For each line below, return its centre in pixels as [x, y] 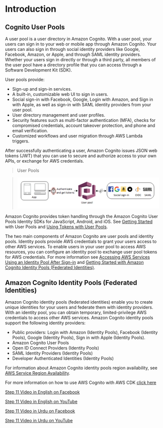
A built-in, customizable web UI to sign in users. [60, 94]
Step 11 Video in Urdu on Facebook [40, 411]
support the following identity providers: [45, 323]
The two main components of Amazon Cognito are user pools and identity [79, 236]
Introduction [31, 9]
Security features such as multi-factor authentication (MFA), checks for [84, 120]
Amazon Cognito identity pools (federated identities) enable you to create [79, 302]
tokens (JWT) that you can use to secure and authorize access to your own [81, 156]
